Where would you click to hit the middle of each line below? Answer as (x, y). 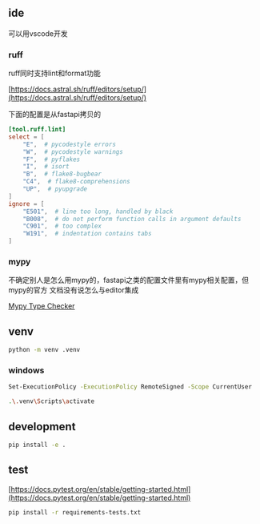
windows (26, 370)
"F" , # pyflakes (52, 159)
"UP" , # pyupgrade (55, 189)
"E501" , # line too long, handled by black (98, 212)
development (42, 427)
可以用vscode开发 (38, 33)
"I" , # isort (46, 167)
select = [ (26, 137)
